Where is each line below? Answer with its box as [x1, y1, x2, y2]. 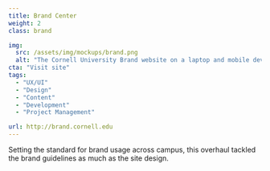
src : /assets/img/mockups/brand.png [15, 49, 138, 57]
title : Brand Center [8, 11, 78, 20]
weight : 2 [8, 19, 42, 27]
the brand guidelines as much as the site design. [8, 153, 169, 163]
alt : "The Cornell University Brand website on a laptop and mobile [15, 56, 250, 64]
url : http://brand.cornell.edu [8, 123, 113, 131]
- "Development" [15, 101, 70, 109]
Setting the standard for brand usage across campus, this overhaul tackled [8, 145, 256, 154]
